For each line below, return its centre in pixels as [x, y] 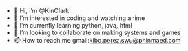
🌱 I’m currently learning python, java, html [73, 25]
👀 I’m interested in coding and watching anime [79, 18]
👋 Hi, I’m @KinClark [41, 11]
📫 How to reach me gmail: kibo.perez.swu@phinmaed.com [97, 40]
